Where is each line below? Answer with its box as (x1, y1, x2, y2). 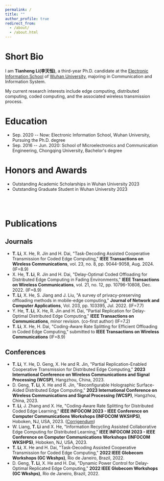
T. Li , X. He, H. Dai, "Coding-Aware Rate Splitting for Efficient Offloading (12, 323, 158, 329)
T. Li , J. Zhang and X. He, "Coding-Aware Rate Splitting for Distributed (12, 403, 154, 408)
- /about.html (9, 30, 38, 35)
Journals (5, 237, 33, 246)
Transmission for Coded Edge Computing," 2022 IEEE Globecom (12, 450, 143, 456)
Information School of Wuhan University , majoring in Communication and (5, 73, 153, 79)
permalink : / (5, 7, 32, 12)
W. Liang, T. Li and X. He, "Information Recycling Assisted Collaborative (12, 424, 157, 430)
